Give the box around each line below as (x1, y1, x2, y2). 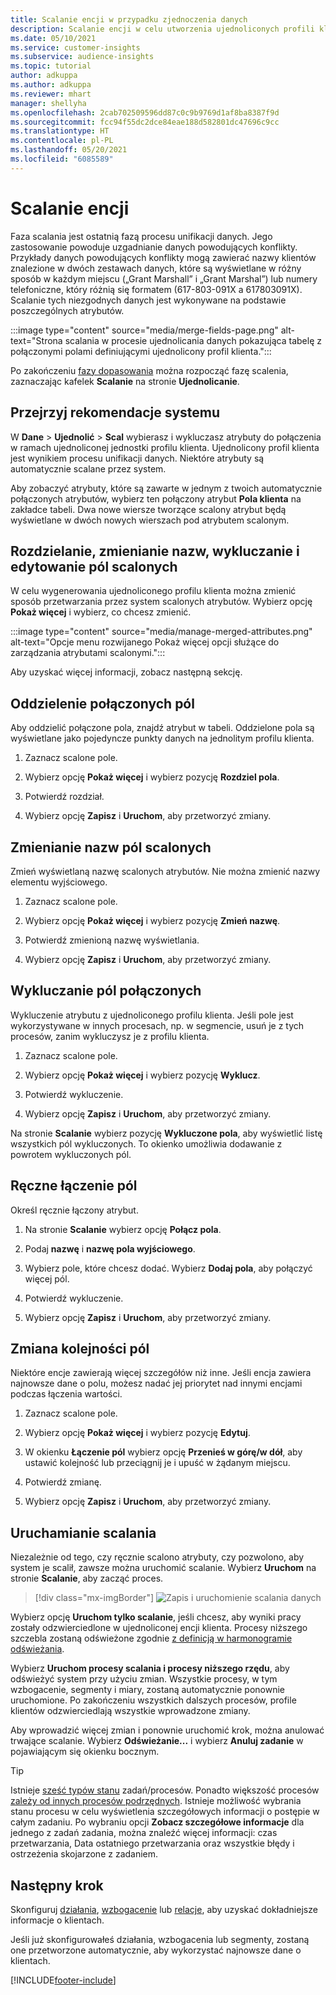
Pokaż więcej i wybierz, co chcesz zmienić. (10, 606, 192, 618)
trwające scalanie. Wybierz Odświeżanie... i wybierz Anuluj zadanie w (10, 1735, 304, 1747)
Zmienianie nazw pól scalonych (10, 839, 212, 856)
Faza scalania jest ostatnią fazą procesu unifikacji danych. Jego (10, 230, 273, 242)
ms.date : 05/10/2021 (10, 33, 97, 43)
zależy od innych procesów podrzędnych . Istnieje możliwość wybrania (10, 1795, 302, 1807)
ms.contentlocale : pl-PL (10, 136, 114, 146)
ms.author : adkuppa (10, 80, 92, 90)
